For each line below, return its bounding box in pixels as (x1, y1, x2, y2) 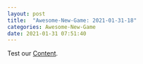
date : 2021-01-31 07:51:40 (7, 30, 87, 37)
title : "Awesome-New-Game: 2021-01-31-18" (7, 17, 137, 24)
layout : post (7, 10, 46, 18)
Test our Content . (7, 49, 58, 58)
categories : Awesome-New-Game (7, 23, 97, 30)
